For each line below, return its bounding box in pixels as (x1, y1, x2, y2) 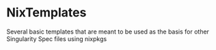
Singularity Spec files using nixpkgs (6, 34, 107, 42)
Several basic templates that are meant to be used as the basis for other (6, 27, 210, 36)
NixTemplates (6, 5, 87, 21)
